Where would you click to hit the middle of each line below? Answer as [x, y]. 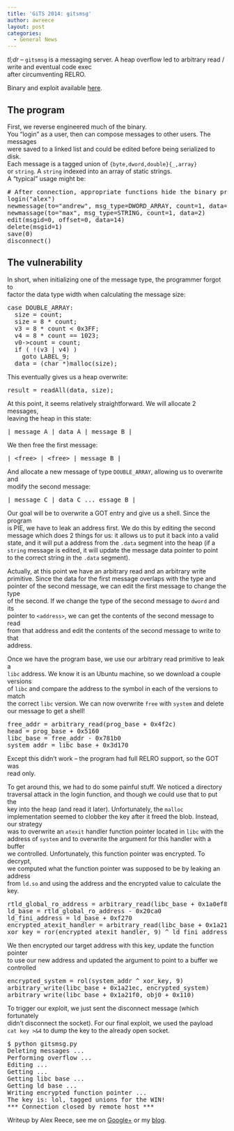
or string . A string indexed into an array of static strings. [90, 171]
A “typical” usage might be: [46, 178]
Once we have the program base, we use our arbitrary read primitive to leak [116, 659]
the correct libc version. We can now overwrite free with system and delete [116, 703]
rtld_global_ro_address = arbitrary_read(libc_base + [101, 904]
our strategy [25, 824]
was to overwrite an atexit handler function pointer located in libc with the [116, 831]
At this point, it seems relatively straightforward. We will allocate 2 [102, 403]
